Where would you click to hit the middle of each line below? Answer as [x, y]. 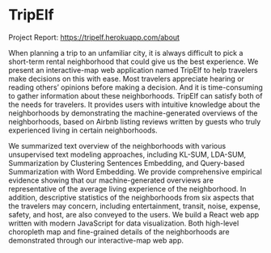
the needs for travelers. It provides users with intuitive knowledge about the [134, 104]
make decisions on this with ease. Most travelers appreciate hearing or [127, 78]
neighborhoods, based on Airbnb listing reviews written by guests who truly [135, 121]
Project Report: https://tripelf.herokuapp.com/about [94, 37]
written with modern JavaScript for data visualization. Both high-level [124, 223]
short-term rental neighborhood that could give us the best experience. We [133, 61]
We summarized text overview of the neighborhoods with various [117, 145]
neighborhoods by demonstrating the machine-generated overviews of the [133, 113]
